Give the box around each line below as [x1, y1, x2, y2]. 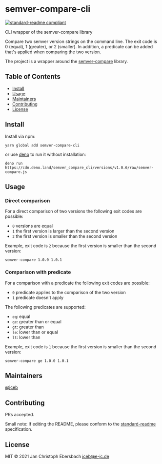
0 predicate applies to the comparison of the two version [12, 289, 126, 295]
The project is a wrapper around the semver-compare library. [5, 58, 128, 64]
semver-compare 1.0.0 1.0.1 [5, 257, 62, 262]
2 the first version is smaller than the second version [12, 233, 118, 239]
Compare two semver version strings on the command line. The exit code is [5, 38, 157, 44]
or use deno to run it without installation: [5, 151, 86, 157]
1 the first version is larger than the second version [12, 228, 115, 234]
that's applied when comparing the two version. [5, 49, 101, 55]
